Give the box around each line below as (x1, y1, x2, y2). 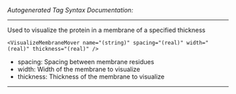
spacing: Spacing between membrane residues (17, 58, 155, 65)
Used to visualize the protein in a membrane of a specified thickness (7, 26, 206, 34)
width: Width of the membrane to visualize (17, 65, 140, 73)
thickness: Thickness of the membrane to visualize (17, 72, 165, 81)
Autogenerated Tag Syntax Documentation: (7, 6, 133, 14)
